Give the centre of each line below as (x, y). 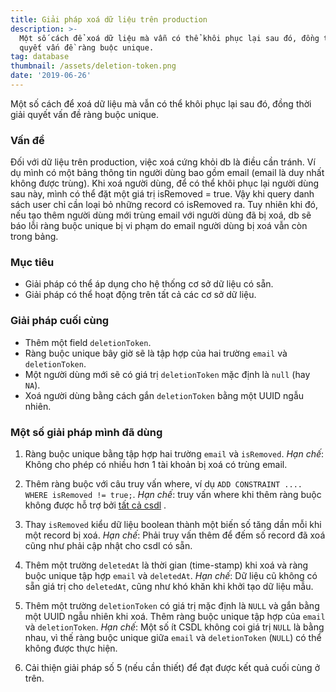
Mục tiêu (32, 263)
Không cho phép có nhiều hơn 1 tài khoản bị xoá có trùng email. (156, 465)
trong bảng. (34, 237)
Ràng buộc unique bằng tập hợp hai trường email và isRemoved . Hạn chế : (174, 454)
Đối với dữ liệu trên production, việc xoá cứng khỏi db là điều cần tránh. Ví (163, 162)
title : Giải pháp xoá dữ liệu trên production (109, 19)
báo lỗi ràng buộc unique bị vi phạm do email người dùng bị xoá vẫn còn (159, 226)
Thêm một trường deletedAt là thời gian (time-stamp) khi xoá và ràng (166, 565)
